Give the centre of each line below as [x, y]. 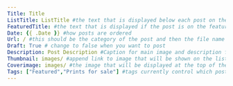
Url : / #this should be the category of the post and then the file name [116, 40]
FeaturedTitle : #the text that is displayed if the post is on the [107, 26]
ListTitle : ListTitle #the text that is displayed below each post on [111, 20]
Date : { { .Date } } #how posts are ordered [69, 33]
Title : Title [26, 14]
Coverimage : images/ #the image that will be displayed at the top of [111, 65]
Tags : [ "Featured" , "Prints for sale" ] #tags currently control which [110, 71]
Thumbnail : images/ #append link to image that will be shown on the [110, 59]
